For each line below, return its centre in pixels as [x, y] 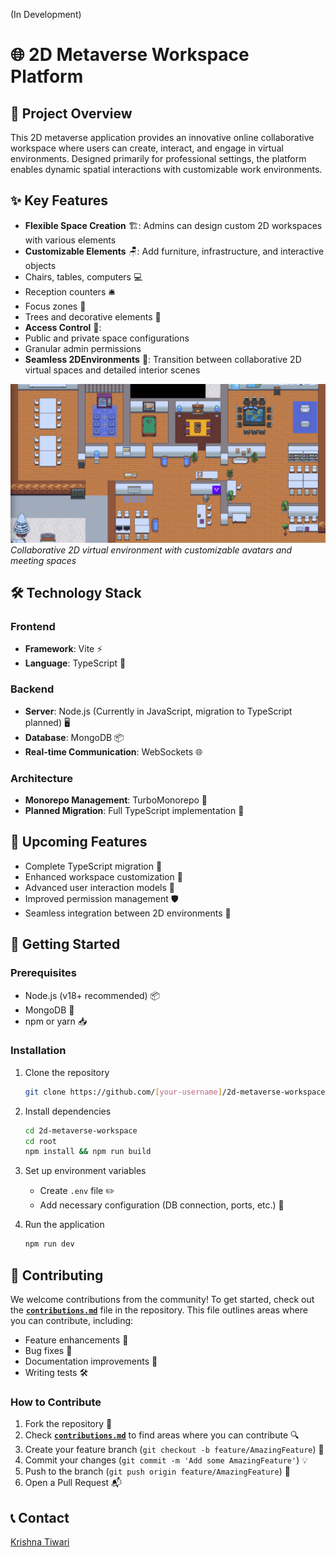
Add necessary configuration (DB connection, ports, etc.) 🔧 [162, 1205]
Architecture [42, 778]
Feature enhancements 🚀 [76, 1340]
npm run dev [49, 1244]
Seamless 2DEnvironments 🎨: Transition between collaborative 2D [163, 359]
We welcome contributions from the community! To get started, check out [162, 1300]
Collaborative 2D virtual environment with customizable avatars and [151, 550]
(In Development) [46, 14]
